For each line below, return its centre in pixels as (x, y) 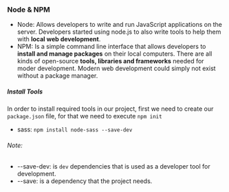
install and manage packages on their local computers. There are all (115, 54)
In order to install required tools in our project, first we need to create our (110, 109)
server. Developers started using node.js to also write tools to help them (119, 32)
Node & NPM (29, 10)
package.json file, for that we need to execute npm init (85, 116)
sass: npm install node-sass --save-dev (75, 129)
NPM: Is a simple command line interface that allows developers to (111, 47)
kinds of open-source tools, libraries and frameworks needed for (110, 61)
